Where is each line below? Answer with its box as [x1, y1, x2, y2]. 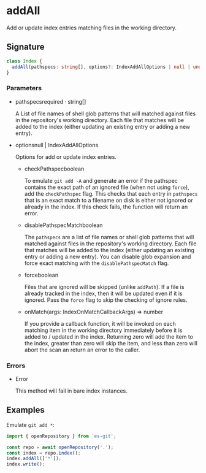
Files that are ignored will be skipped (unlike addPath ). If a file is [24, 283, 185, 290]
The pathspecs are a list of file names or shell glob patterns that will [24, 233, 194, 240]
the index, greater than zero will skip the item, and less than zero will [24, 339, 198, 347]
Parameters [6, 84, 42, 93]
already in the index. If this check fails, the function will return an [24, 203, 188, 210]
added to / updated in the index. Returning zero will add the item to [24, 333, 194, 340]
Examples [6, 405, 45, 415]
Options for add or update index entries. [15, 153, 116, 160]
